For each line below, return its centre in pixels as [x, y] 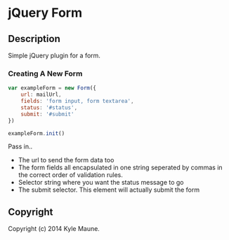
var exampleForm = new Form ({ [52, 88]
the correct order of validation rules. [71, 175]
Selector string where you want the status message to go [101, 183]
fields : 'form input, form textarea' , [77, 101]
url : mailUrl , [41, 95]
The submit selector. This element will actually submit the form [109, 190]
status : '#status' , [49, 107]
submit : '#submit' [47, 114]
